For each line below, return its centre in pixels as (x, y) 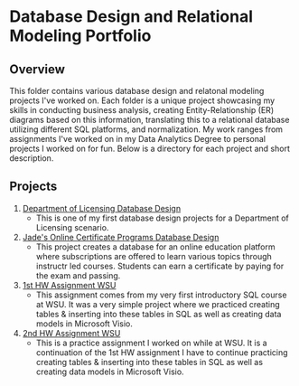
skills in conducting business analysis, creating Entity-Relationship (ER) (141, 110)
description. (32, 158)
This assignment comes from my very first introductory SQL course (161, 295)
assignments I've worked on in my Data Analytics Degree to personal (138, 139)
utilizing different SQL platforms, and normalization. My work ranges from (146, 129)
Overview (37, 69)
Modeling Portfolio (80, 36)
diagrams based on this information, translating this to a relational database (149, 120)
